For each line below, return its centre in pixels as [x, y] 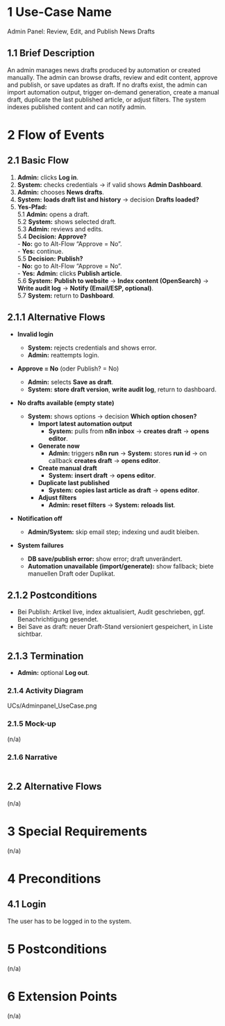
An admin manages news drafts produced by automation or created [104, 70]
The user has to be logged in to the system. [69, 921]
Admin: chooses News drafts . [60, 192]
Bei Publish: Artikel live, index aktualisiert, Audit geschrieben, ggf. [111, 612]
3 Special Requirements [77, 832]
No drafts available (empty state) [66, 402]
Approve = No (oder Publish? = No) [68, 368]
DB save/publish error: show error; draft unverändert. [105, 559]
